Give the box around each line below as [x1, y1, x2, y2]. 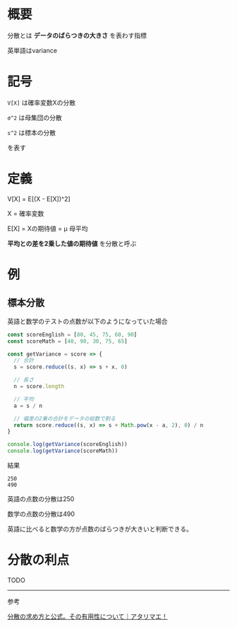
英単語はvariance [7, 46, 58, 54]
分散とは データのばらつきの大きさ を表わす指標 [7, 31, 147, 40]
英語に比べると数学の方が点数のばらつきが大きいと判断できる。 [7, 525, 193, 534]
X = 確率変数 [7, 209, 44, 218]
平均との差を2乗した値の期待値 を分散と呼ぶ [7, 239, 137, 247]
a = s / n [13, 402, 42, 409]
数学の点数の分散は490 [7, 510, 75, 518]
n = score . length [13, 383, 65, 390]
